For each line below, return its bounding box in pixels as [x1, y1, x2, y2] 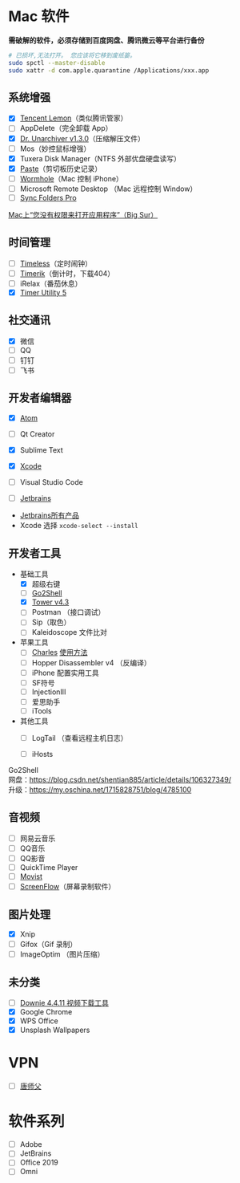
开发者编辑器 [8, 391, 72, 405]
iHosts [31, 749, 54, 758]
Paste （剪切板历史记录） [19, 164, 102, 173]
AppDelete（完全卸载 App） [19, 124, 113, 133]
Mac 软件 [8, 7, 70, 26]
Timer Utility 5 [19, 287, 66, 297]
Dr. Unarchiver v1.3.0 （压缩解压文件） [19, 133, 146, 143]
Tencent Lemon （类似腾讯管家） [19, 113, 128, 123]
